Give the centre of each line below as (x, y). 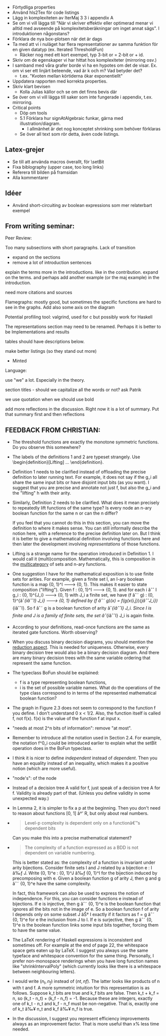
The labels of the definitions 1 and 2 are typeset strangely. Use (76, 457)
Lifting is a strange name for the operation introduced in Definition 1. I (83, 554)
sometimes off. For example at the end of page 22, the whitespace (80, 945)
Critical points (27, 107)
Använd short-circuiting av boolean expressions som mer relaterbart (82, 205)
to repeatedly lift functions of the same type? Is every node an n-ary (82, 508)
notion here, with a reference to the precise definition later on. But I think (86, 533)
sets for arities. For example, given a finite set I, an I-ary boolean (78, 579)
